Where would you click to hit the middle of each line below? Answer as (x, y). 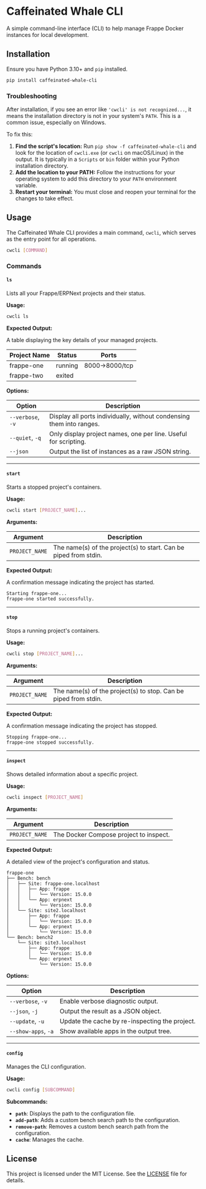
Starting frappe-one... (37, 593)
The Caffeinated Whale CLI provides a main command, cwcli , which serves (101, 232)
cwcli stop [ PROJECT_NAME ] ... (45, 653)
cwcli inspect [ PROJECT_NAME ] (45, 797)
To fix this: (20, 134)
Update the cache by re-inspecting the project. (128, 1021)
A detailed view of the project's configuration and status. (78, 862)
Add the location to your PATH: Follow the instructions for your (95, 172)
